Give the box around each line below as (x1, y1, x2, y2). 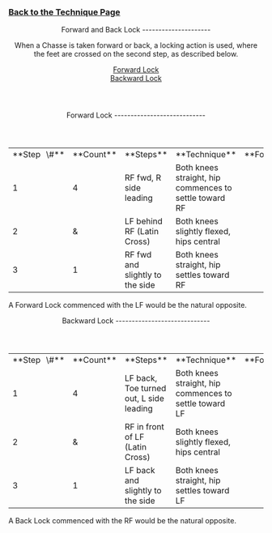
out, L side (124, 393, 164, 404)
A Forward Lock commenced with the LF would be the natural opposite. (8, 301, 247, 310)
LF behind (124, 215, 164, 227)
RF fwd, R (124, 173, 162, 184)
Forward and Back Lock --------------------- (61, 25, 211, 35)
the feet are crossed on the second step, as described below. (33, 49, 239, 59)
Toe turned (124, 383, 167, 394)
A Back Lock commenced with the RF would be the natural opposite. (8, 516, 237, 526)
